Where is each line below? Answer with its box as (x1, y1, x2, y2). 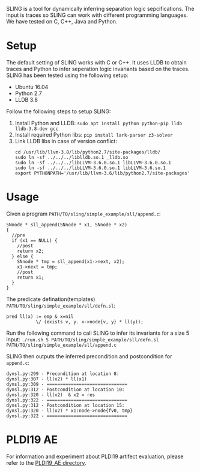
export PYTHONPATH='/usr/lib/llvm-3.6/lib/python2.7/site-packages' (14, 170, 190, 176)
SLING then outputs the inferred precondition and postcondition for (6, 352, 172, 360)
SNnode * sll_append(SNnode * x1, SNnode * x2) (6, 222, 128, 228)
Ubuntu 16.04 (14, 83, 49, 90)
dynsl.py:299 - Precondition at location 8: (6, 370, 120, 377)
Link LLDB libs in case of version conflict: (14, 137, 117, 144)
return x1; (17, 274, 44, 281)
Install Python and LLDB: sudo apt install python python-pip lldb (14, 119, 182, 126)
